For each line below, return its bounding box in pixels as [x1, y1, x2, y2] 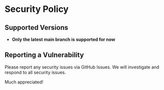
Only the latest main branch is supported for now [11, 36, 115, 42]
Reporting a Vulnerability [4, 51, 84, 59]
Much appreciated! [4, 79, 43, 85]
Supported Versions [4, 23, 68, 32]
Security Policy [4, 3, 69, 15]
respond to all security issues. [4, 69, 67, 75]
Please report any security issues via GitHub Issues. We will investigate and [4, 64, 160, 70]
